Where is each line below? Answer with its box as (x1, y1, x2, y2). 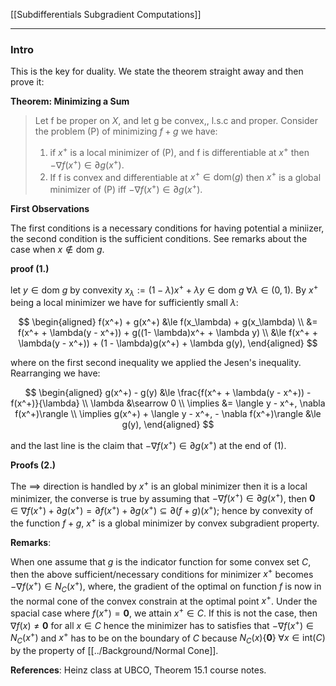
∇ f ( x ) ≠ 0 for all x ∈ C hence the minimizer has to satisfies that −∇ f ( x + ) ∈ (10, 618, 314, 631)
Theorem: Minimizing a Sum (10, 95, 130, 108)
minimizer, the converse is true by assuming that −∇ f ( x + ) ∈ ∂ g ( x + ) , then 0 (10, 490, 316, 504)
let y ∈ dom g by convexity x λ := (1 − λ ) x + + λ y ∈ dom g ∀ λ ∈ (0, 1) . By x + (10, 282, 319, 298)
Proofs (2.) (10, 459, 57, 471)
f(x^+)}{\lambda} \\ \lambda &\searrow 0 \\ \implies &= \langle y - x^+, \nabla (10, 397, 326, 409)
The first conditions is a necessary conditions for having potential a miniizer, (10, 222, 325, 234)
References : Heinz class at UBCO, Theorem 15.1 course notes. (10, 664, 267, 676)
